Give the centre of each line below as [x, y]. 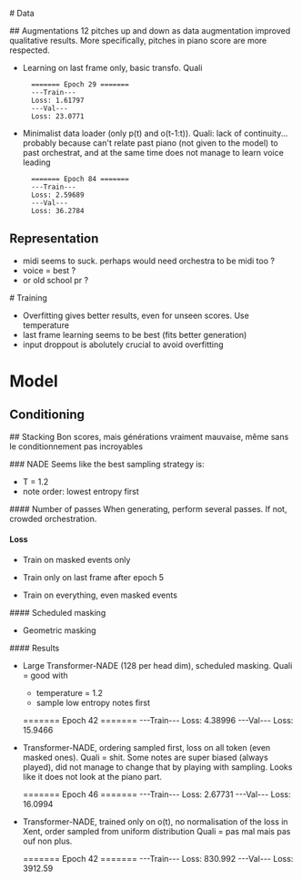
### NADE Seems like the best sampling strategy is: [107, 464]
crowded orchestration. [53, 518]
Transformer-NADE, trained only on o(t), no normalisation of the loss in [155, 822]
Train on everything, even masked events [100, 595]
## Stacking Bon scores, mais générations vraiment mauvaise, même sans [149, 436]
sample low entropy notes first [93, 703]
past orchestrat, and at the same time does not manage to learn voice [153, 153]
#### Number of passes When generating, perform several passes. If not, [148, 508]
